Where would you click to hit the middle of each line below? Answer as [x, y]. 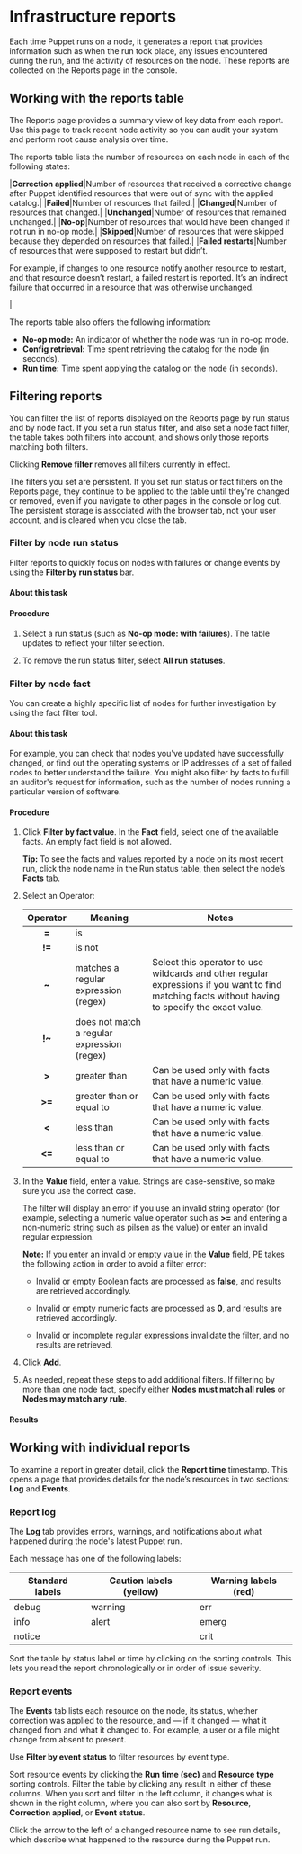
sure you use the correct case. [79, 1191]
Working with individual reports [100, 1448]
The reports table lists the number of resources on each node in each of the [150, 157]
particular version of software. [65, 792]
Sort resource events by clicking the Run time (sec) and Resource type [142, 1775]
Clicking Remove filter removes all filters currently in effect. [120, 464]
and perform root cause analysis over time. [89, 139]
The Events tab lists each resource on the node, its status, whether [134, 1711]
